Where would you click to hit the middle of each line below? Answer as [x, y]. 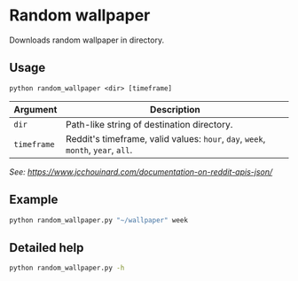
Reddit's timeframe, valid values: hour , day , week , [166, 138]
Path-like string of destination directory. [149, 124]
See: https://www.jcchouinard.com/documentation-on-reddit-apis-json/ [141, 172]
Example [34, 200]
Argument [35, 109]
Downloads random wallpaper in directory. [87, 40]
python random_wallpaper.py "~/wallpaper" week [99, 220]
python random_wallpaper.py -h [67, 268]
